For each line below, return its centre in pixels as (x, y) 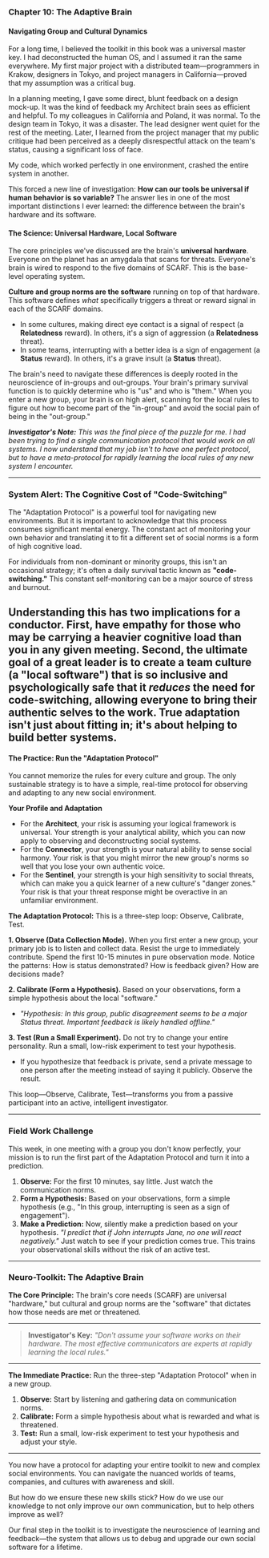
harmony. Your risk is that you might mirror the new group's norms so (134, 858)
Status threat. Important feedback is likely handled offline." (117, 1022)
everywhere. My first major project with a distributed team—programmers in (134, 66)
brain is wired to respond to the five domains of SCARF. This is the (118, 268)
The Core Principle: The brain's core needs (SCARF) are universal (117, 1295)
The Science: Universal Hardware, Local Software (93, 233)
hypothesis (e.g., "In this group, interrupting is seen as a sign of (124, 1207)
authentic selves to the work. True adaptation (124, 713)
